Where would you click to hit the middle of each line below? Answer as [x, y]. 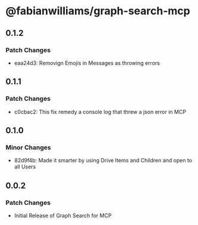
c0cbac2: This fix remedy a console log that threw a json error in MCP [100, 112]
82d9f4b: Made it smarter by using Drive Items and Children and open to [103, 161]
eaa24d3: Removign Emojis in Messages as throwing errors [87, 63]
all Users [25, 167]
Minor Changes [28, 147]
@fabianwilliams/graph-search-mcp [98, 11]
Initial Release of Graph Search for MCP [63, 215]
